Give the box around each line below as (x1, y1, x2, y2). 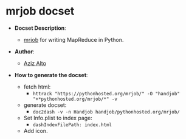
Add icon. (23, 127, 48, 134)
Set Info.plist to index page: (23, 114, 92, 121)
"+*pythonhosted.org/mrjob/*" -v (32, 96, 118, 102)
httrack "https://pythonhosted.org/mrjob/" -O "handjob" (32, 90, 180, 97)
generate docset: (23, 101, 67, 109)
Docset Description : (14, 24, 66, 32)
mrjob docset (5, 4, 75, 18)
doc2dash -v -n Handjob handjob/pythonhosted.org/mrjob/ (32, 109, 180, 115)
